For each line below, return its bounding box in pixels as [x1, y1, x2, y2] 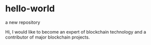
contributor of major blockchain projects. [5, 34, 90, 40]
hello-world [5, 3, 55, 14]
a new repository [5, 19, 40, 25]
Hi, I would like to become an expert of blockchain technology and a [5, 29, 146, 35]
